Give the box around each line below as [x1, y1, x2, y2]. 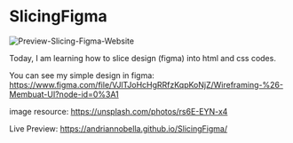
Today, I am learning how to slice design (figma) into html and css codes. [9, 52, 277, 63]
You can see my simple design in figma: [9, 69, 155, 81]
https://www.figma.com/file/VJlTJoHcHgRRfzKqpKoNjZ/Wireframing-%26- [9, 79, 284, 90]
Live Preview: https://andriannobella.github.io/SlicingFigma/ [9, 123, 228, 134]
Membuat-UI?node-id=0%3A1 [9, 89, 120, 99]
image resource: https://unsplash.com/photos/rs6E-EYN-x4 [9, 106, 228, 116]
